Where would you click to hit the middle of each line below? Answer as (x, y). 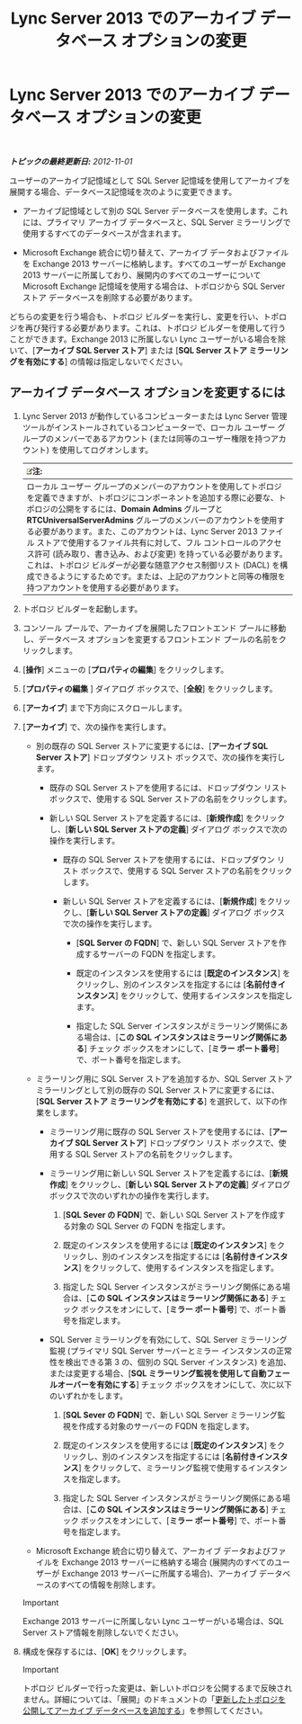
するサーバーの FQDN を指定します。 (152, 954)
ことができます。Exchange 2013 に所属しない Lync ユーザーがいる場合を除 (147, 339)
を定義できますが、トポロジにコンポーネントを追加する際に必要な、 (152, 497)
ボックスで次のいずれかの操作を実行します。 (131, 1196)
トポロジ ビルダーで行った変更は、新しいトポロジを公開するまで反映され (157, 1688)
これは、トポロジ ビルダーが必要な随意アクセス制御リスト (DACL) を (153, 565)
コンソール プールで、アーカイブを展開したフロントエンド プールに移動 (154, 628)
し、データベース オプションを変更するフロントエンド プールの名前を (150, 639)
